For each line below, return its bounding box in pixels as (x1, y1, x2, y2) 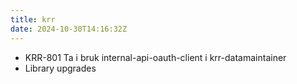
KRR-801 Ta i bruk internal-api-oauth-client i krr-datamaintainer (24, 51, 287, 63)
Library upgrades (24, 62, 97, 74)
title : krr (10, 14, 56, 25)
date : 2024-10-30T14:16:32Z (10, 24, 128, 34)
